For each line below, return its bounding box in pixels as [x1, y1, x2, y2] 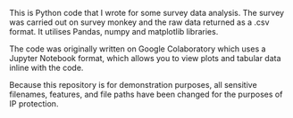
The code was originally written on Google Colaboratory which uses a [9, 43, 266, 54]
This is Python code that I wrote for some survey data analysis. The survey [9, 8, 284, 18]
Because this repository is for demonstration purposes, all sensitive [9, 80, 257, 90]
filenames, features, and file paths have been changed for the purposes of [9, 89, 283, 99]
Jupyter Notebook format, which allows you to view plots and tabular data [9, 53, 281, 63]
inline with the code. [9, 62, 84, 73]
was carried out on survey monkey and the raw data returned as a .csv [9, 17, 270, 28]
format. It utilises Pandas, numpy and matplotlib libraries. [9, 27, 219, 36]
